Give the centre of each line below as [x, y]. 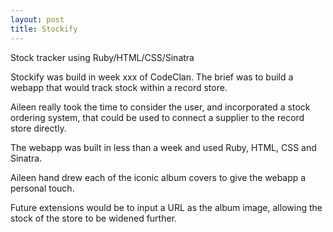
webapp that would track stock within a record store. [119, 87]
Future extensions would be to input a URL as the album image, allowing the [166, 207]
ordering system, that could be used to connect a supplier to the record [157, 117]
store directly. [38, 128]
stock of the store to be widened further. [94, 218]
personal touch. [42, 188]
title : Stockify [44, 29]
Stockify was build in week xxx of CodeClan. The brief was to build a [152, 77]
